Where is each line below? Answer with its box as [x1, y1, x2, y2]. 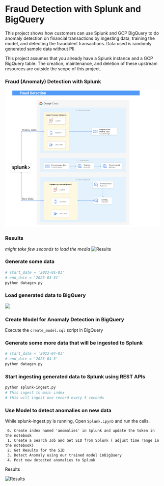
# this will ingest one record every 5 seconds [5, 396, 105, 400]
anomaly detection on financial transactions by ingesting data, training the [5, 35, 155, 41]
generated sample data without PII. [5, 46, 76, 52]
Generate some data [5, 258, 55, 265]
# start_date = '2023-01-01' [5, 270, 65, 275]
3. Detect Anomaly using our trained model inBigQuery [7, 453, 122, 458]
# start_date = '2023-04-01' [5, 351, 65, 356]
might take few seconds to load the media [5, 246, 90, 252]
